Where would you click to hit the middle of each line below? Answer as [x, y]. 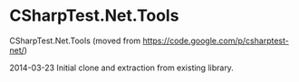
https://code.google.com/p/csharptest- [216, 41]
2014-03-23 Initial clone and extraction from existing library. [121, 68]
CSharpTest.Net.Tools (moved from [75, 41]
